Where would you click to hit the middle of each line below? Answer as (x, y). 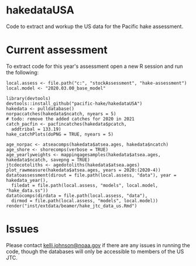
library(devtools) (28, 98)
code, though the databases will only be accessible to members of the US (95, 251)
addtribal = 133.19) (36, 129)
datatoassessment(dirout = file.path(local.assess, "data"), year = (91, 175)
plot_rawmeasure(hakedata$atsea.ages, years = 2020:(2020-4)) (83, 170)
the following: (23, 72)
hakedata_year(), (27, 180)
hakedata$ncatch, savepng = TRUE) (48, 160)
